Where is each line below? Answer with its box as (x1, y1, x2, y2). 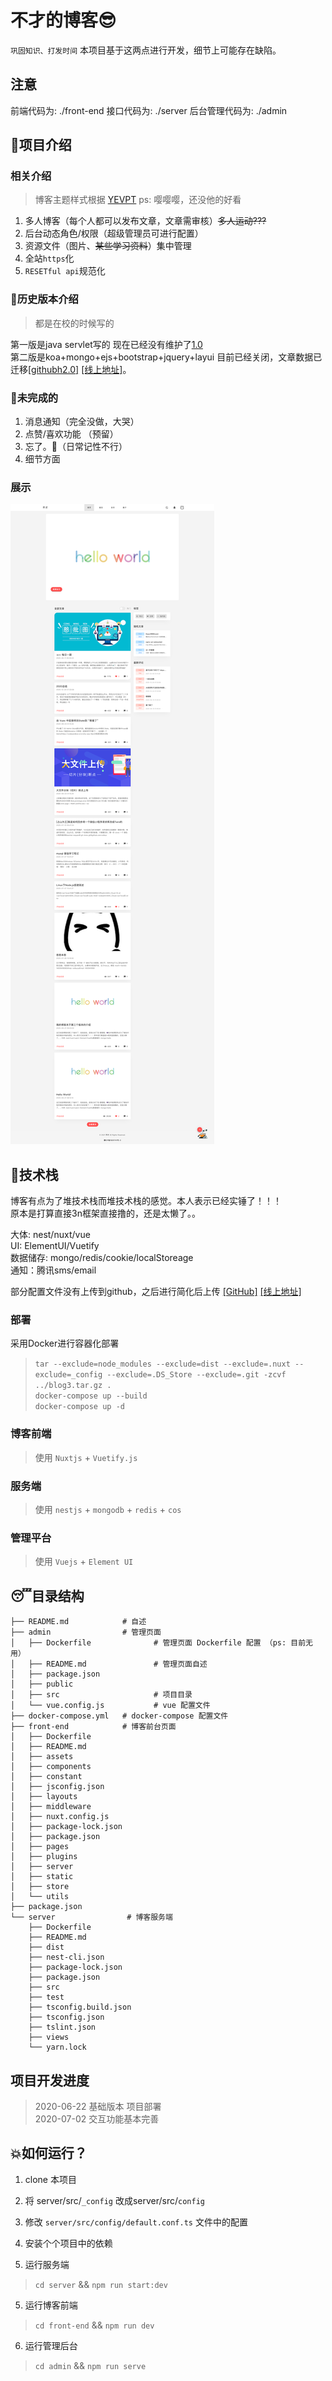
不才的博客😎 (10, 9, 117, 32)
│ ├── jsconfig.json (10, 1782, 105, 1792)
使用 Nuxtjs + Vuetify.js (34, 1451, 138, 1463)
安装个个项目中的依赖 (24, 2237, 113, 2249)
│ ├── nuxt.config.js (10, 1812, 110, 1822)
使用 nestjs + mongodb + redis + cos (34, 1504, 182, 1516)
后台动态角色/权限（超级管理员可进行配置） (24, 227, 204, 240)
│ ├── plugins (10, 1852, 78, 1862)
